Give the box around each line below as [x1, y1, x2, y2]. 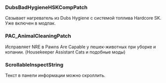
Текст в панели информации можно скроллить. [5, 72, 106, 78]
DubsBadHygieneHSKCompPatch [5, 4, 88, 11]
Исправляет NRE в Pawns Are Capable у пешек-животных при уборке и [5, 44, 156, 50]
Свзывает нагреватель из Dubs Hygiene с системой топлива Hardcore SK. [5, 15, 162, 21]
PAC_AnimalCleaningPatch [5, 32, 71, 39]
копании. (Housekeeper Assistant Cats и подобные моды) [5, 49, 126, 55]
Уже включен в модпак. [5, 20, 56, 26]
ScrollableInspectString [5, 61, 63, 68]
